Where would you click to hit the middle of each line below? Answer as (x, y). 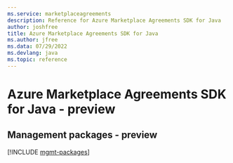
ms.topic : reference (38, 60)
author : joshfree (33, 27)
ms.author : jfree (33, 40)
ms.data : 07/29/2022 (38, 46)
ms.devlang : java (33, 53)
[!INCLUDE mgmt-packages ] (48, 152)
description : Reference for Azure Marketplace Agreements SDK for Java (114, 20)
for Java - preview (61, 109)
